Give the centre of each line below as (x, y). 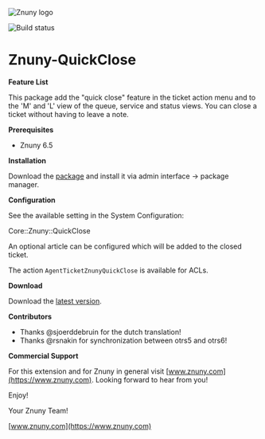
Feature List (28, 82)
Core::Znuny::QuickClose (49, 230)
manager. (24, 184)
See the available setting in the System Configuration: (96, 215)
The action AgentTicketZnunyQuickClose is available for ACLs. (108, 270)
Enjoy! (19, 395)
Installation (27, 160)
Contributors (30, 316)
